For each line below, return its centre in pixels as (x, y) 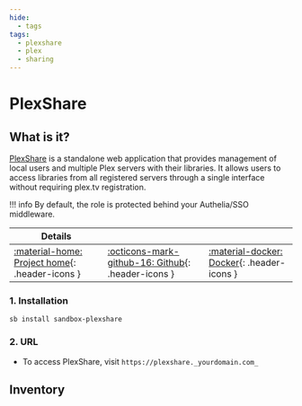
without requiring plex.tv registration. (78, 187)
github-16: (131, 263)
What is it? (40, 137)
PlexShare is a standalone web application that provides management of (143, 159)
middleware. (32, 214)
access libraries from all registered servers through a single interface (137, 177)
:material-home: (48, 251)
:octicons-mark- (143, 251)
